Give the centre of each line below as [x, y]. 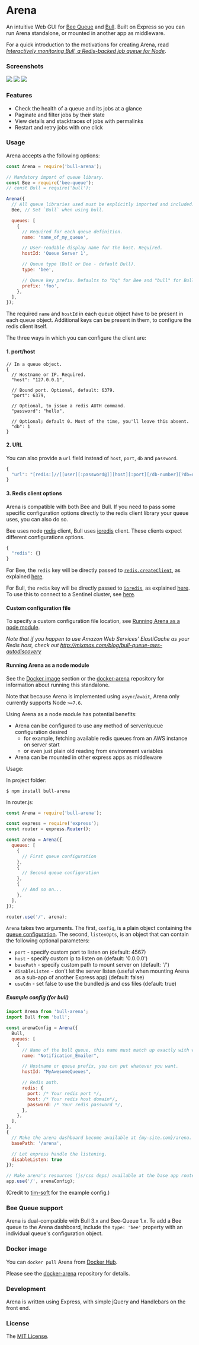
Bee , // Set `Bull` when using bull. [58, 210]
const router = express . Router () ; [49, 829]
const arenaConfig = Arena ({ [42, 1028]
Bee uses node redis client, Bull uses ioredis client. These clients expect [94, 531]
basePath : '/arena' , [37, 1143]
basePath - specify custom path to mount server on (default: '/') [92, 965]
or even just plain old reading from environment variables [93, 751]
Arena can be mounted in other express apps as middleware [88, 757]
